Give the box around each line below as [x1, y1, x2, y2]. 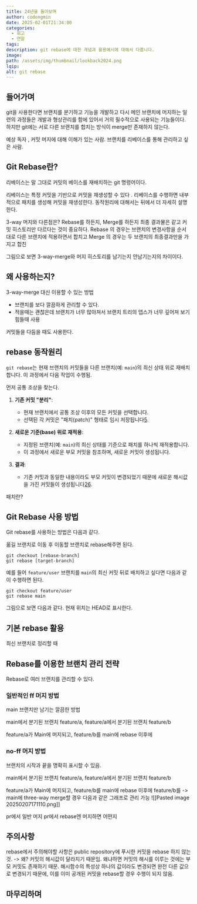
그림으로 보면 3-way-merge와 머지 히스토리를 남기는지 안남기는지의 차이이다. [6, 253, 184, 260]
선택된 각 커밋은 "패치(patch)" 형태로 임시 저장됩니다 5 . [23, 416, 149, 423]
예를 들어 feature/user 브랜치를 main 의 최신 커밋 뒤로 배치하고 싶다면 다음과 [6, 569, 181, 576]
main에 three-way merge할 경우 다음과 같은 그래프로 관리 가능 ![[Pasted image [6, 794, 189, 801]
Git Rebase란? [6, 162, 59, 172]
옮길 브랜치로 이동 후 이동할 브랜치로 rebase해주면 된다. [6, 541, 134, 548]
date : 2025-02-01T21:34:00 [6, 19, 72, 25]
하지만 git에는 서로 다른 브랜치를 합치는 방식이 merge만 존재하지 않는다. [6, 123, 170, 130]
